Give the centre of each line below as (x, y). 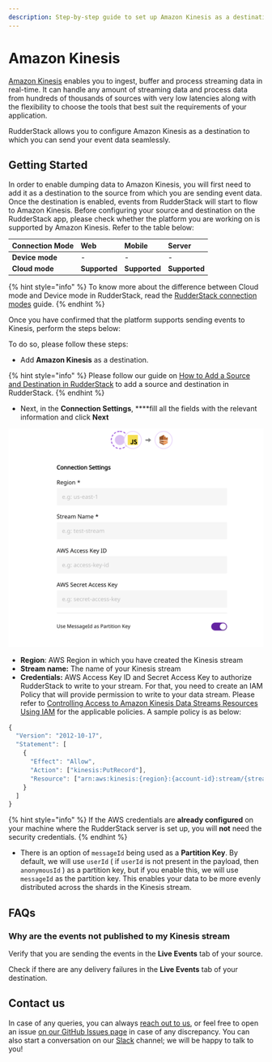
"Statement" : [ (41, 745)
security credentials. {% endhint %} (68, 837)
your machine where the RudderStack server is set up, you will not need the (135, 828)
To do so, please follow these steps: (68, 344)
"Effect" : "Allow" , (62, 762)
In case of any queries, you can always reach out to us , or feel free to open (134, 1023)
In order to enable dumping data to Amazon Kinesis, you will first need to (130, 185)
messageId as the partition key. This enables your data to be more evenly (140, 879)
